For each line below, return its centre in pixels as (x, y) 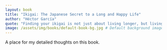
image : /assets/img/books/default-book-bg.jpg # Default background (78, 28)
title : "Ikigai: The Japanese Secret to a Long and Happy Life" (73, 14)
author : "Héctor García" (31, 19)
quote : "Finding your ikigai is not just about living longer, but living (84, 24)
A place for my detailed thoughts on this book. (52, 42)
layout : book (19, 10)
